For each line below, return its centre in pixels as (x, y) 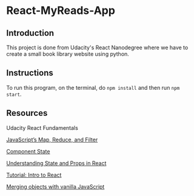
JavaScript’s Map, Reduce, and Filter (52, 140)
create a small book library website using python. (68, 54)
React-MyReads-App (61, 11)
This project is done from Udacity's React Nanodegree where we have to (97, 47)
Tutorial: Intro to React (34, 175)
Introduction (30, 33)
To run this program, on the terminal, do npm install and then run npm (93, 87)
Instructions (30, 73)
